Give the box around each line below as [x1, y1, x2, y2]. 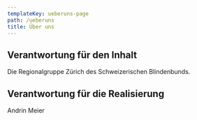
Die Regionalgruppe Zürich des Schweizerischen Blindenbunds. [7, 68, 191, 76]
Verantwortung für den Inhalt [7, 49, 138, 61]
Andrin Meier [7, 106, 45, 114]
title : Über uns [7, 23, 54, 30]
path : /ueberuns [7, 17, 54, 24]
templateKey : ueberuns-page [7, 10, 89, 17]
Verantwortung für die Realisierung [7, 88, 165, 100]
